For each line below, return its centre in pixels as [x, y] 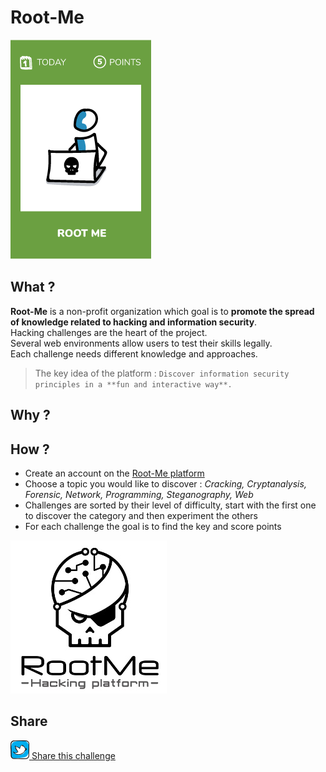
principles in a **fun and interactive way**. [133, 384]
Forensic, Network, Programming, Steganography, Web [139, 494]
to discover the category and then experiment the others [141, 515]
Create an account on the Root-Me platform [114, 473]
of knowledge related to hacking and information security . [134, 322]
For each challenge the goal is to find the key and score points [153, 526]
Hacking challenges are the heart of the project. [109, 332]
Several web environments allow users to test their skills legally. [141, 343]
